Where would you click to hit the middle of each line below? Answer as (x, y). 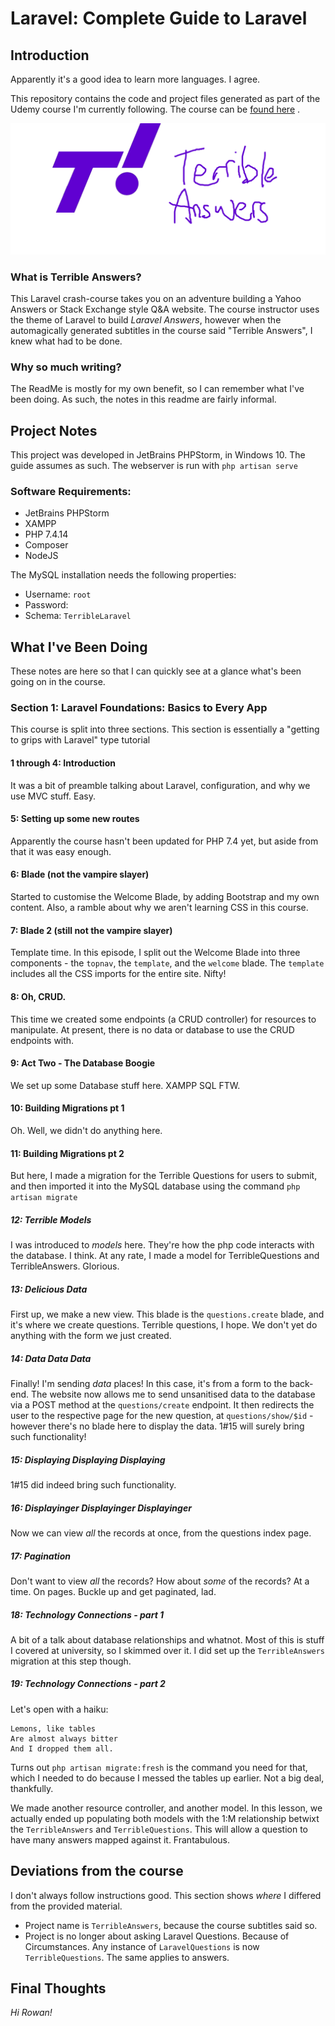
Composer (46, 545)
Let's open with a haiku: (59, 1709)
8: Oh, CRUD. (38, 996)
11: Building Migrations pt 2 (67, 1153)
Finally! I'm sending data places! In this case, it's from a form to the (149, 1384)
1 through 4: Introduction (63, 763)
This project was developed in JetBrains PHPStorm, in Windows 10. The (158, 455)
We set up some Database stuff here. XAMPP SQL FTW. (125, 1085)
